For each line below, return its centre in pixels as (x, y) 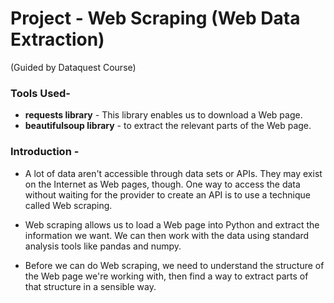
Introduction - (45, 152)
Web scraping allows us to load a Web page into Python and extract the (172, 224)
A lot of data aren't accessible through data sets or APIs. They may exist (173, 173)
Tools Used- (41, 93)
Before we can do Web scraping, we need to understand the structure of (174, 265)
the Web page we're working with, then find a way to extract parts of (166, 276)
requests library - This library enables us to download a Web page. (163, 115)
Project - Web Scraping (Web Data (155, 18)
